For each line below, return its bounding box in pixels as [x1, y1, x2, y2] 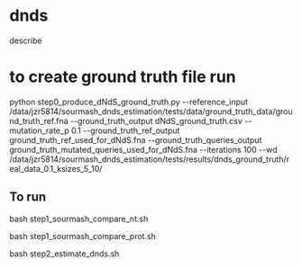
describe [9, 35, 42, 46]
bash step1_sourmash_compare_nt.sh [9, 213, 149, 224]
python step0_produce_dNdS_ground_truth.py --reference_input [9, 96, 249, 107]
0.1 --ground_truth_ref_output [70, 125, 180, 136]
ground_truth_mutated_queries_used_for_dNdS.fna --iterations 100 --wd [9, 144, 278, 155]
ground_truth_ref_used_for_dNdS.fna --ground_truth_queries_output [9, 134, 262, 145]
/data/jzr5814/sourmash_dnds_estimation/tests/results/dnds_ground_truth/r [9, 154, 290, 165]
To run [9, 190, 47, 205]
